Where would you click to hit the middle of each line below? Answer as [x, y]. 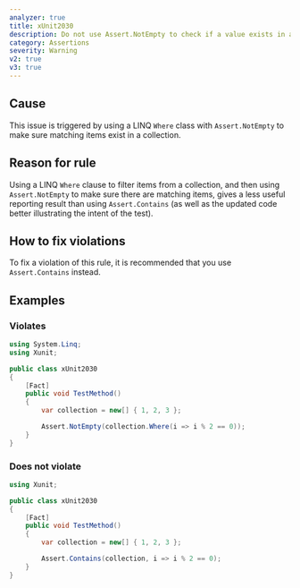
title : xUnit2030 [42, 26]
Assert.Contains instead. [55, 272]
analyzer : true [37, 17]
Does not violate [46, 466]
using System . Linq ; [46, 345]
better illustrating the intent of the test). [81, 213]
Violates [28, 326]
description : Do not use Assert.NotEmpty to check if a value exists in [147, 34]
